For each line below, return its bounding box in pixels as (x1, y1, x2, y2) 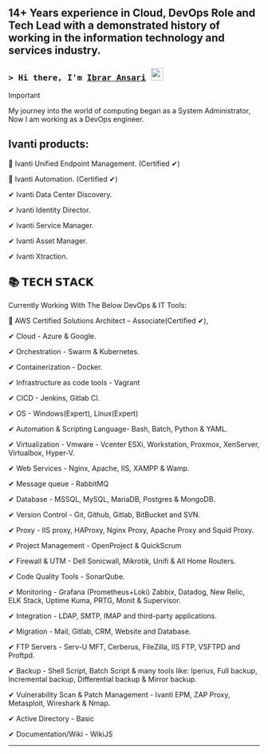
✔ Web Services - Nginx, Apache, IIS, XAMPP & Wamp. (8, 464, 190, 473)
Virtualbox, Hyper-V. (8, 448, 75, 458)
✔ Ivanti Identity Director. (8, 205, 91, 215)
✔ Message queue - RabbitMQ (8, 479, 109, 489)
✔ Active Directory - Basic (8, 714, 94, 724)
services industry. (8, 44, 101, 57)
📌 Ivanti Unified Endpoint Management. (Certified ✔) (8, 159, 181, 168)
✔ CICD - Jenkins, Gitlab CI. (8, 393, 100, 403)
